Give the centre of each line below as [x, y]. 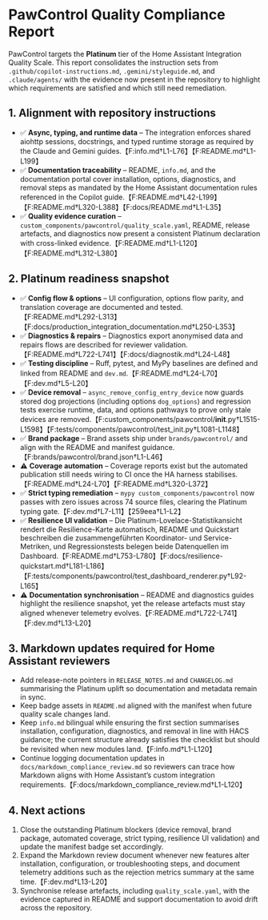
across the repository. [56, 908]
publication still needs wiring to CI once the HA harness [111, 474]
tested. [171, 307]
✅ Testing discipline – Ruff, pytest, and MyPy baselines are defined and [139, 363]
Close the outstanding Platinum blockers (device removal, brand [126, 830]
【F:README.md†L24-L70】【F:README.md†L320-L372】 [116, 484]
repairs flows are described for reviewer [86, 344]
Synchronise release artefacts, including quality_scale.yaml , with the [135, 891]
